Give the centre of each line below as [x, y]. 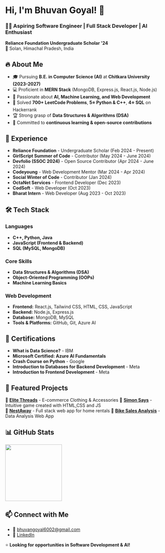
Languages [19, 227]
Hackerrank [25, 110]
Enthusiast [19, 32]
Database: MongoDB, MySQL [43, 317]
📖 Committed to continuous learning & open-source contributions [82, 123]
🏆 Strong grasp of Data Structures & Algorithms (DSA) [71, 116]
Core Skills [19, 261]
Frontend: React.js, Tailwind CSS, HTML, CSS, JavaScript [72, 307]
